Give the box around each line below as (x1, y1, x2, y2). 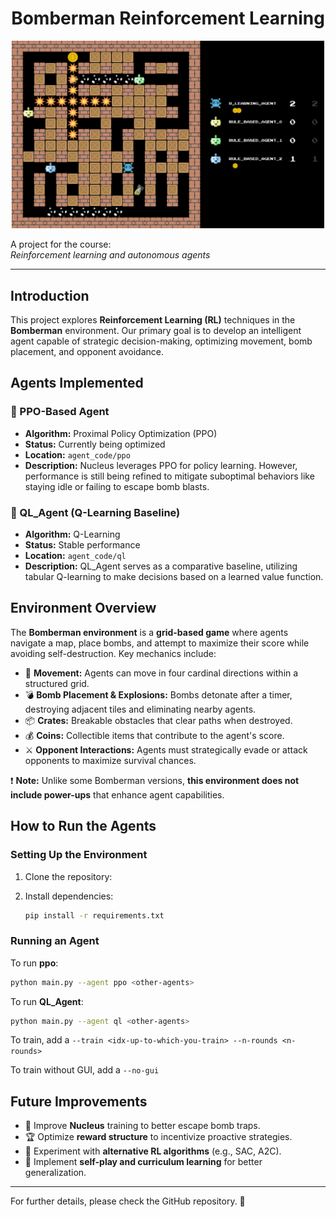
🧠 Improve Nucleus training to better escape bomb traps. (24, 1120, 261, 1132)
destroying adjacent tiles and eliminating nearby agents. (24, 703, 257, 715)
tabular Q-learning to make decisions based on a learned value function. (24, 571, 324, 583)
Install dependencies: (24, 890, 114, 902)
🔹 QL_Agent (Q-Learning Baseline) (10, 505, 181, 519)
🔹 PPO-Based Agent (10, 405, 110, 419)
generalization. (24, 1167, 87, 1179)
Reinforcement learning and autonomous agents (10, 249, 211, 261)
